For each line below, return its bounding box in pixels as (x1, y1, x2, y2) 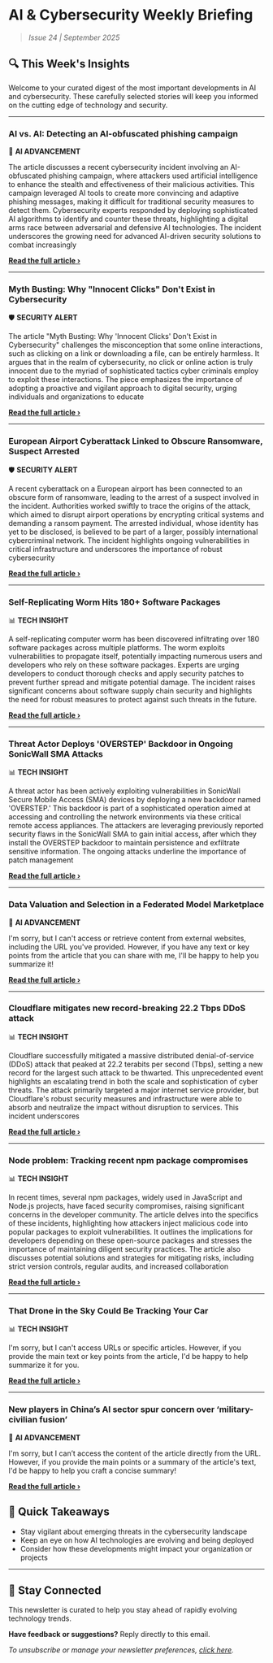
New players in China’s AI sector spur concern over (8, 1404, 215, 1415)
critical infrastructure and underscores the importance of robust (8, 544, 223, 554)
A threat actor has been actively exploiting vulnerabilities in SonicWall (8, 786, 241, 796)
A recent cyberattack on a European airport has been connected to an (8, 484, 243, 493)
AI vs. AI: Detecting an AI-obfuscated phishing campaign (8, 128, 238, 139)
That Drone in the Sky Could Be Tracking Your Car (8, 1305, 209, 1317)
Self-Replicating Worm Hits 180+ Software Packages (8, 596, 221, 607)
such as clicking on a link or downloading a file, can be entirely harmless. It (8, 349, 260, 358)
